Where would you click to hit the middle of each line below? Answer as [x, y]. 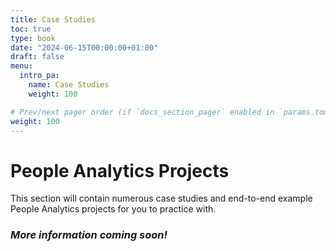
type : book [33, 38]
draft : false [37, 57]
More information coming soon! [89, 235]
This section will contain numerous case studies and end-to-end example [161, 198]
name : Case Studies [69, 85]
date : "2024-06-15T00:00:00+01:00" [84, 47]
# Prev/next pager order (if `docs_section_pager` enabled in [142, 112]
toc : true [31, 29]
